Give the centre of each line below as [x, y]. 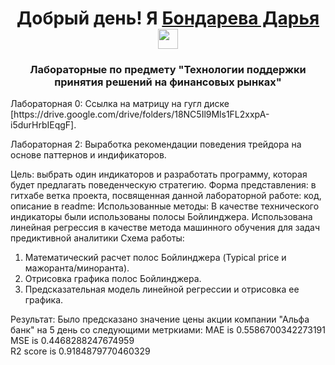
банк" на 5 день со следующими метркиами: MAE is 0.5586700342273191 [168, 330]
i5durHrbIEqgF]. [43, 125]
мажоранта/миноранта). [77, 268]
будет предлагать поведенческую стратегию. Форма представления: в [163, 185]
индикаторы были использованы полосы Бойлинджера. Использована [161, 217]
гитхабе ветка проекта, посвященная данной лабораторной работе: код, [166, 196]
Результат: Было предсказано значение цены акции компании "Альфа [160, 319]
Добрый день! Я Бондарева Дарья [168, 18]
